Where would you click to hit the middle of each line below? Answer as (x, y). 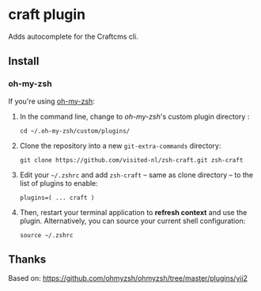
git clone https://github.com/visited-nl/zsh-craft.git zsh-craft (131, 160)
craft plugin (47, 15)
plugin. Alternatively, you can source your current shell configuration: (132, 221)
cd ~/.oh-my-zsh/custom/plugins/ (75, 131)
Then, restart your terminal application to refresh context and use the (133, 212)
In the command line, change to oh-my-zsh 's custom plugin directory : (134, 116)
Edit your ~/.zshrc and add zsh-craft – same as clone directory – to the (136, 175)
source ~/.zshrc (46, 235)
